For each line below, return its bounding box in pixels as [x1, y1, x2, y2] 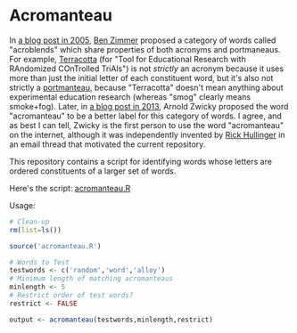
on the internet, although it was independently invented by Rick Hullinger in [9, 129, 285, 140]
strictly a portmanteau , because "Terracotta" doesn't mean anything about [9, 82, 284, 93]
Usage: [9, 199, 36, 210]
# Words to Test [9, 257, 70, 267]
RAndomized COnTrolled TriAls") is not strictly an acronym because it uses [9, 63, 284, 74]
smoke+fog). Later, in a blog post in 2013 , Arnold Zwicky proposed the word [9, 101, 289, 111]
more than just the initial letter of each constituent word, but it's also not [9, 72, 274, 83]
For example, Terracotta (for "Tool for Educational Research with [9, 53, 247, 64]
